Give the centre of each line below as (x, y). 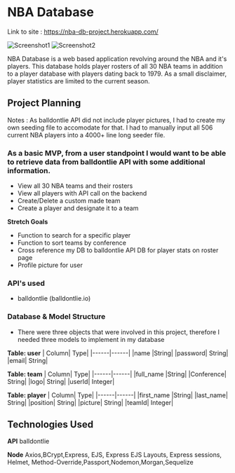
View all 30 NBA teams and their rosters (75, 186)
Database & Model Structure (56, 317)
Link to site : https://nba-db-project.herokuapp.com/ (83, 32)
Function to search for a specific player (74, 235)
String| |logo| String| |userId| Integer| (61, 381)
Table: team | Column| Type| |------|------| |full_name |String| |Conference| (117, 374)
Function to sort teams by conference (72, 243)
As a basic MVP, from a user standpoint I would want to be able (117, 153)
